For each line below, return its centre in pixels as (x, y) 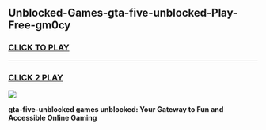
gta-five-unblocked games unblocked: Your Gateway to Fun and (116, 109)
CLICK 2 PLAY (36, 77)
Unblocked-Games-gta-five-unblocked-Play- (123, 13)
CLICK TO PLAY (39, 48)
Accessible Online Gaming (53, 117)
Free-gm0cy (40, 26)
